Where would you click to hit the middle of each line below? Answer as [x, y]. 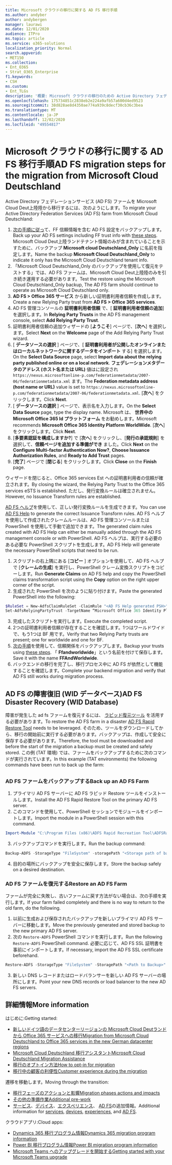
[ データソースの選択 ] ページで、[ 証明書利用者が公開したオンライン [85, 345]
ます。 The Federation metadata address [115, 381]
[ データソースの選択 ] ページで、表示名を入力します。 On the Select [84, 406]
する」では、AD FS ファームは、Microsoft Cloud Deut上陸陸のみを [92, 272]
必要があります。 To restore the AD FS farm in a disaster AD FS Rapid [82, 721]
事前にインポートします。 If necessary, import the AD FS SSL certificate [88, 950]
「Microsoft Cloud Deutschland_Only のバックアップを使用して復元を [86, 266]
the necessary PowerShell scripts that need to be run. [62, 550]
